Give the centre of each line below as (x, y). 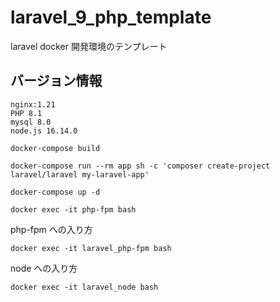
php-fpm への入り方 (51, 229)
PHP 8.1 (26, 113)
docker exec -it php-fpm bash (73, 209)
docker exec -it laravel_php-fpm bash (91, 248)
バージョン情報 (56, 81)
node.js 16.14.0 (44, 131)
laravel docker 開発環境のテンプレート (89, 46)
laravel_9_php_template (111, 17)
